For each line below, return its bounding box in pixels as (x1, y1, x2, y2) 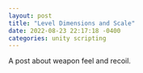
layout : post (8, 11, 53, 20)
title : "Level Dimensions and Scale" (8, 19, 136, 27)
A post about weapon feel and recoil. (8, 56, 132, 66)
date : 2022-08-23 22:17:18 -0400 (8, 26, 121, 34)
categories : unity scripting (8, 34, 107, 43)
